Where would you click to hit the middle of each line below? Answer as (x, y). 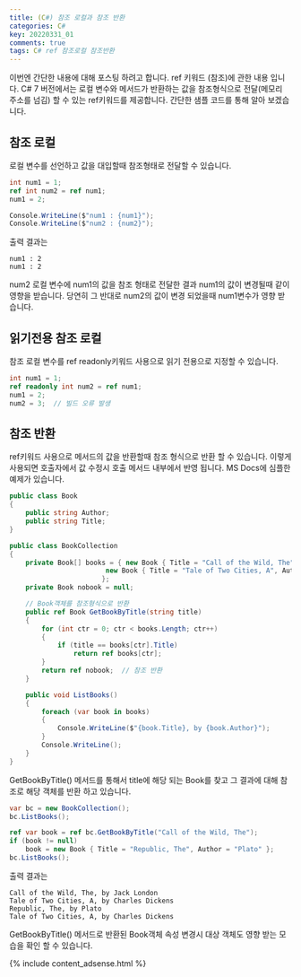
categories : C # (38, 26)
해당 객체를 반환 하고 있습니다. (78, 791)
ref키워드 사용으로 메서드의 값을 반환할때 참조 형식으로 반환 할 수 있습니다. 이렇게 (150, 457)
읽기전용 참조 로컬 (56, 338)
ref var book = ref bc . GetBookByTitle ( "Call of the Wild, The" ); (133, 833)
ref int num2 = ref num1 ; (57, 191)
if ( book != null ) (43, 841)
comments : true (38, 43)
